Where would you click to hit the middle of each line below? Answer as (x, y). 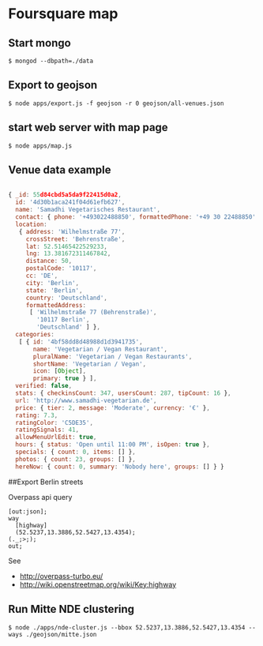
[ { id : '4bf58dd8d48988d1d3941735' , (81, 342)
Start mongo (39, 43)
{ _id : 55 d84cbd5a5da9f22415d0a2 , (65, 195)
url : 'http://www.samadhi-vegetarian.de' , (86, 400)
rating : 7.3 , (37, 415)
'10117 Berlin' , (63, 320)
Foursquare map (63, 14)
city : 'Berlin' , (53, 283)
